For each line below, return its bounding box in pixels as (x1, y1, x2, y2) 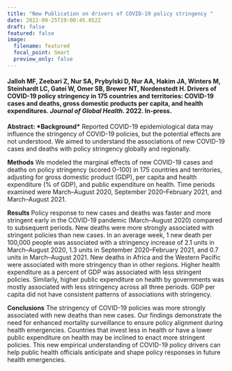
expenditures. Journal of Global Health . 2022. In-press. (7, 107, 172, 115)
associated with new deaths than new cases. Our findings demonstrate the (7, 311, 222, 319)
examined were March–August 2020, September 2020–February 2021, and (7, 188, 222, 196)
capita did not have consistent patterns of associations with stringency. (7, 290, 212, 298)
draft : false (7, 23, 45, 30)
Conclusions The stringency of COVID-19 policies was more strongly (7, 303, 206, 312)
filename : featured (13, 43, 70, 50)
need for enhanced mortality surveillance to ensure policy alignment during (7, 318, 223, 326)
